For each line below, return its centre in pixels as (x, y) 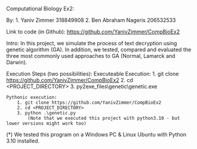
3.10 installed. (23, 141)
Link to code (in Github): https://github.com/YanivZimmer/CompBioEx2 (93, 32)
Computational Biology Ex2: (40, 9)
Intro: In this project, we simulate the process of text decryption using (92, 43)
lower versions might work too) (46, 123)
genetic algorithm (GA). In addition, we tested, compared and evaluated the (99, 49)
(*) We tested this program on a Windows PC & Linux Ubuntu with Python (96, 134)
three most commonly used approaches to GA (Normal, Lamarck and (91, 56)
